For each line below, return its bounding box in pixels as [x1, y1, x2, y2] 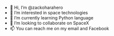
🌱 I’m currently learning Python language [9, 15, 94, 20]
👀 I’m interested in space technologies [9, 10, 88, 16]
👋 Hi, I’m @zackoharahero [9, 5, 63, 10]
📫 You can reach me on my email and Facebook [9, 26, 109, 31]
